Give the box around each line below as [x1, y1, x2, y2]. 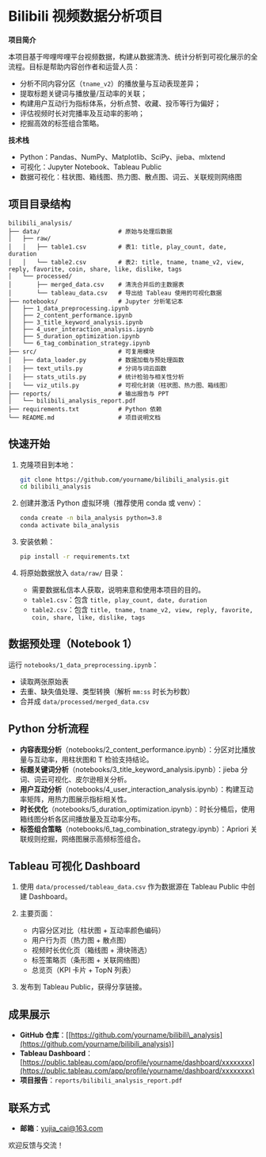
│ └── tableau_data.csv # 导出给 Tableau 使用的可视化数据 [8, 289, 222, 297]
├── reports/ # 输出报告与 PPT [8, 390, 169, 398]
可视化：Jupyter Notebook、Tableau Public [19, 162, 162, 172]
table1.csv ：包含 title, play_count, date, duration [31, 595, 207, 604]
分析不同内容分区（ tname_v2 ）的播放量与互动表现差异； [19, 79, 202, 88]
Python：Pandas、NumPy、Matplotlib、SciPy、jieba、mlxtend [19, 152, 226, 161]
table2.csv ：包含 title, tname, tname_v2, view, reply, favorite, [31, 604, 253, 614]
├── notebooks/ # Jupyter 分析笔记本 [8, 297, 184, 306]
